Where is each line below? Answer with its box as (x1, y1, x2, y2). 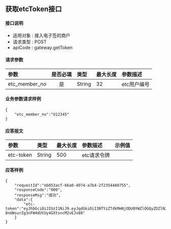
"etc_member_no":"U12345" (14, 112, 70, 117)
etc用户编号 (121, 80, 150, 88)
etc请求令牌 (81, 152, 110, 159)
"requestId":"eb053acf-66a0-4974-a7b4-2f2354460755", (14, 183, 131, 188)
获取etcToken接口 (5, 5, 62, 14)
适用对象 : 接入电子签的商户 (12, 32, 70, 38)
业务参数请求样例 (5, 96, 41, 102)
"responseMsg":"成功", (14, 193, 61, 198)
